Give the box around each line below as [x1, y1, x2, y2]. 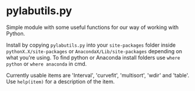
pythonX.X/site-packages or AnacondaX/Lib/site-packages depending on [6, 47, 183, 54]
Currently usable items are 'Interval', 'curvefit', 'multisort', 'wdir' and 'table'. [6, 71, 190, 79]
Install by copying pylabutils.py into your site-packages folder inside [6, 41, 176, 48]
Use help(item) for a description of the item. [6, 78, 115, 85]
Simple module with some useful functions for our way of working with [6, 24, 179, 31]
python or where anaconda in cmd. [6, 60, 87, 67]
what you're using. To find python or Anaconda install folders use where [6, 54, 181, 61]
